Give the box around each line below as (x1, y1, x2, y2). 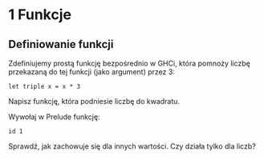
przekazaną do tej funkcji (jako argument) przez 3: (8, 67, 175, 77)
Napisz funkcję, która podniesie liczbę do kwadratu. (8, 97, 181, 105)
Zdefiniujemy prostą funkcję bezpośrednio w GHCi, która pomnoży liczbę (8, 58, 250, 68)
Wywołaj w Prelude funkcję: (8, 112, 100, 121)
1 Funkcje (8, 6, 72, 24)
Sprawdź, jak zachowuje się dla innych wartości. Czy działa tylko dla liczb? (8, 141, 257, 151)
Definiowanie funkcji (8, 38, 114, 51)
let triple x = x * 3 (8, 82, 81, 90)
